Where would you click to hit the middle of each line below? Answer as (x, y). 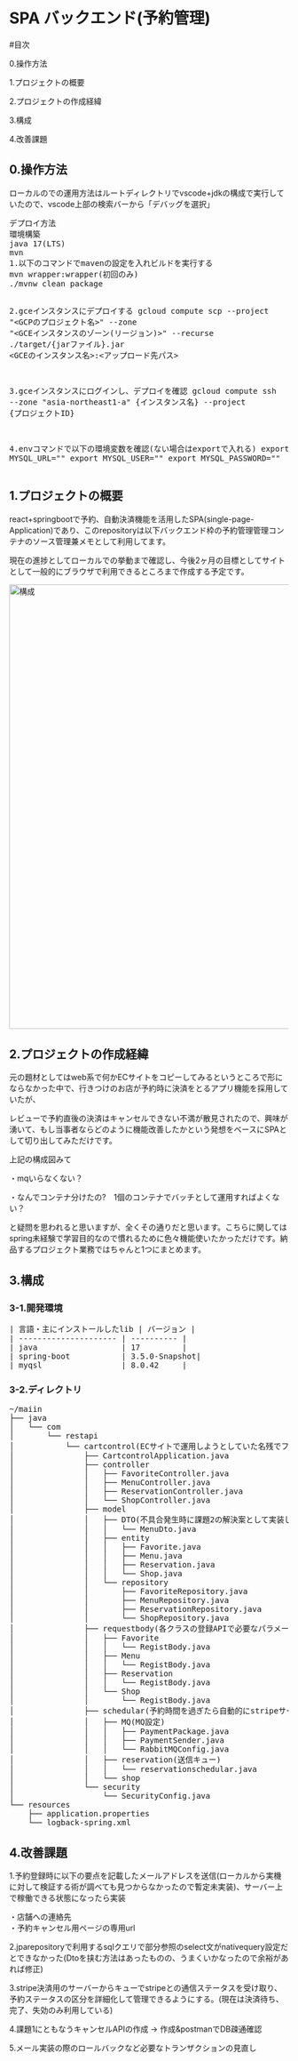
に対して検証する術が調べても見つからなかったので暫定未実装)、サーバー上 (146, 1887)
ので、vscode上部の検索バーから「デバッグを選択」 (119, 204)
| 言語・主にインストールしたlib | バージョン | (102, 1329)
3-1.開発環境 (36, 1308)
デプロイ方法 (32, 223)
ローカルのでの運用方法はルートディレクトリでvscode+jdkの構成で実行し (143, 193)
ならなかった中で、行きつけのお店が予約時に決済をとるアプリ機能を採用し (145, 1088)
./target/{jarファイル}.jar (67, 344)
